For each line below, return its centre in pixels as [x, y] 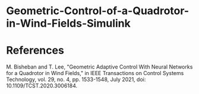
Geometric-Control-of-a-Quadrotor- [97, 11]
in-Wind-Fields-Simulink [68, 23]
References [35, 51]
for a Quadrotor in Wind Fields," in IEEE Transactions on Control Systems [95, 73]
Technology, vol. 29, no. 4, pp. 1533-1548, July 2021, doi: [76, 80]
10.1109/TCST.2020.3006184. [42, 86]
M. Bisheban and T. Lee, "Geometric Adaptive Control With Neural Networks [99, 67]
